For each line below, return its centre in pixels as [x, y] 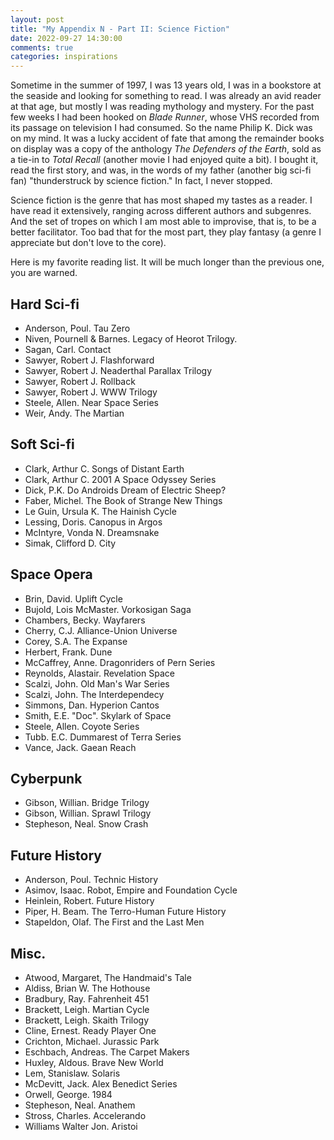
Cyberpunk [46, 778]
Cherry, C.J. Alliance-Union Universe [101, 630]
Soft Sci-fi [42, 444]
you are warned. [44, 273]
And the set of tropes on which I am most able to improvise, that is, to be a [163, 222]
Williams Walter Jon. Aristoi [81, 1126]
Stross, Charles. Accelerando [85, 1115]
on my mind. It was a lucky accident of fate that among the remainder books [167, 138]
